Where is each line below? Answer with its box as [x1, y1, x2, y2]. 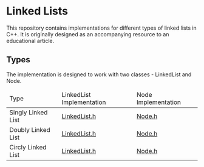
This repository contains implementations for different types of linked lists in [6, 24, 197, 31]
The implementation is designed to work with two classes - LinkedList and [6, 71, 192, 78]
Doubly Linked [9, 125, 50, 134]
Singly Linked [9, 108, 48, 116]
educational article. [6, 37, 55, 44]
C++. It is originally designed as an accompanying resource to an [6, 30, 169, 38]
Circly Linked [9, 143, 47, 151]
